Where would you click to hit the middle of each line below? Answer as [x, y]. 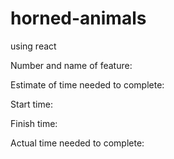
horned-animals [78, 18]
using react [33, 46]
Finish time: [34, 123]
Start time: [31, 104]
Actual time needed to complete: [77, 143]
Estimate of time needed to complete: [87, 84]
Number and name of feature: [71, 65]
